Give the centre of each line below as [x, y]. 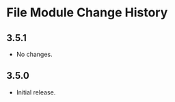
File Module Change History [87, 13]
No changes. [34, 54]
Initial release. [36, 92]
